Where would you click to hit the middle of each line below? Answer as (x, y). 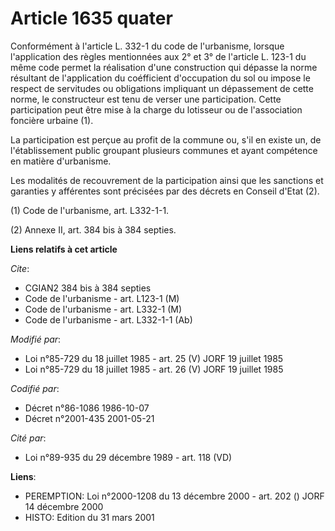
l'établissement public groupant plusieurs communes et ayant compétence (164, 150)
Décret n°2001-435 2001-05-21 (89, 418)
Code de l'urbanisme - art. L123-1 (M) (102, 298)
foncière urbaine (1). (52, 120)
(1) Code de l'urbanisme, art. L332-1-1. (90, 210)
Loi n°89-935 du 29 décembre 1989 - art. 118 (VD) (128, 457)
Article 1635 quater (91, 18)
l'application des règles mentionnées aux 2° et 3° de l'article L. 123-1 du (158, 56)
